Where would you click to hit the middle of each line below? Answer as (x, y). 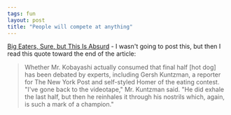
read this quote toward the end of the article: (72, 54)
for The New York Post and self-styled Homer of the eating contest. (122, 82)
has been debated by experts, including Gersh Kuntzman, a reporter (122, 75)
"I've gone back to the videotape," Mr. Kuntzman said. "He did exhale (124, 90)
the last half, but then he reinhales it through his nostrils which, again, (125, 97)
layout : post (26, 20)
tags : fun (22, 14)
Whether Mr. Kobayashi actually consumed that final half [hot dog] (120, 68)
